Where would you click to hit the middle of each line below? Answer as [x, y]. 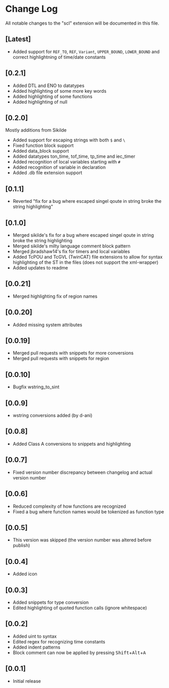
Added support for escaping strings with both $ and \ [69, 140]
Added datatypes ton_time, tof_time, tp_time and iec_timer [74, 156]
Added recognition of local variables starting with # [67, 162]
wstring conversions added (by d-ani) [52, 415]
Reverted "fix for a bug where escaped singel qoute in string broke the [87, 201]
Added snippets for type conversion [51, 602]
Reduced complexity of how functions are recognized [69, 506]
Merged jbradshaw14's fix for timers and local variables [71, 251]
